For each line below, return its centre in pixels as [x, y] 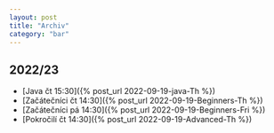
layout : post [33, 17]
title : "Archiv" [39, 26]
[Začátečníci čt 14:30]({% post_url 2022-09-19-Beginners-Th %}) [143, 101]
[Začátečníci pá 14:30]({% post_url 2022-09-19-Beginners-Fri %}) [144, 110]
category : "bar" [39, 34]
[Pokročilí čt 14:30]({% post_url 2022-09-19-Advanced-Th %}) [137, 120]
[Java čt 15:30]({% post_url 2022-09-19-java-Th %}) [119, 91]
